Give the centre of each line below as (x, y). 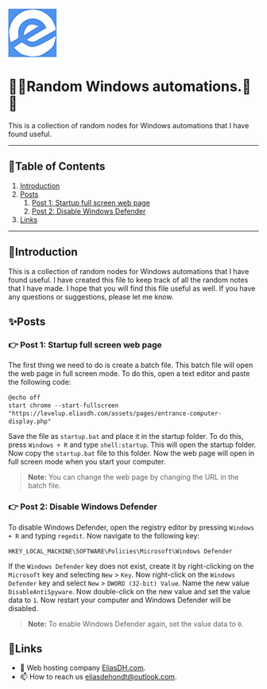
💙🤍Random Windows (79, 86)
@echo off (25, 398)
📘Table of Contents (57, 167)
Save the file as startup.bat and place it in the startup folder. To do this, (126, 436)
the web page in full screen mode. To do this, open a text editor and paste (129, 374)
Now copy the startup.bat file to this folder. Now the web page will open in (132, 453)
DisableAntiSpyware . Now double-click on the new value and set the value (129, 591)
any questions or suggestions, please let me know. (91, 296)
